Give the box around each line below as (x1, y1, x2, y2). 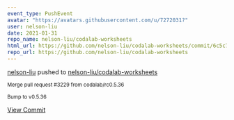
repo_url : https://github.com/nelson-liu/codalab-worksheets (7, 49, 189, 56)
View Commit (7, 105, 46, 114)
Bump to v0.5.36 (7, 93, 47, 101)
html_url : (7, 42, 36, 49)
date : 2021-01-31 (7, 29, 58, 37)
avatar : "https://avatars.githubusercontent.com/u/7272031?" (7, 17, 189, 24)
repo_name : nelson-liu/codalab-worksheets (7, 36, 132, 43)
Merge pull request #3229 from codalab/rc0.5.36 (7, 81, 125, 88)
